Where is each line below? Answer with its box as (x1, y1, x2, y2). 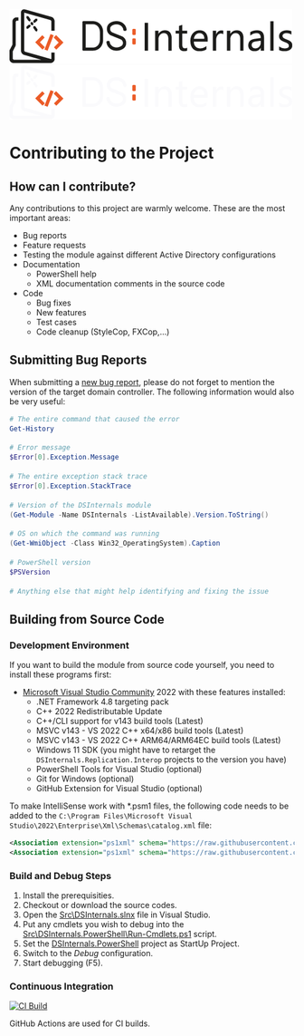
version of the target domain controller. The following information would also (9, 386, 295, 397)
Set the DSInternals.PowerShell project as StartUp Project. (22, 938, 240, 949)
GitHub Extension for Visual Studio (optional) (35, 783, 204, 794)
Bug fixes (35, 297, 72, 308)
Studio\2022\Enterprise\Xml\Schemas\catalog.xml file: (9, 820, 213, 831)
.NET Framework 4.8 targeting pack (35, 696, 169, 707)
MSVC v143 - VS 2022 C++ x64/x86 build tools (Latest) (35, 725, 244, 736)
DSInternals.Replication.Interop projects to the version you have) (35, 754, 287, 765)
